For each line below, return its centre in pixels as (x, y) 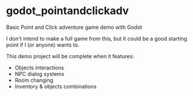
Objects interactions (39, 67)
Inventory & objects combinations (55, 86)
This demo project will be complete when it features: (70, 56)
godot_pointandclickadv (67, 11)
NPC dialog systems (39, 74)
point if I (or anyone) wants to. (43, 45)
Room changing (34, 80)
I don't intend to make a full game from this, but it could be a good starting (97, 38)
